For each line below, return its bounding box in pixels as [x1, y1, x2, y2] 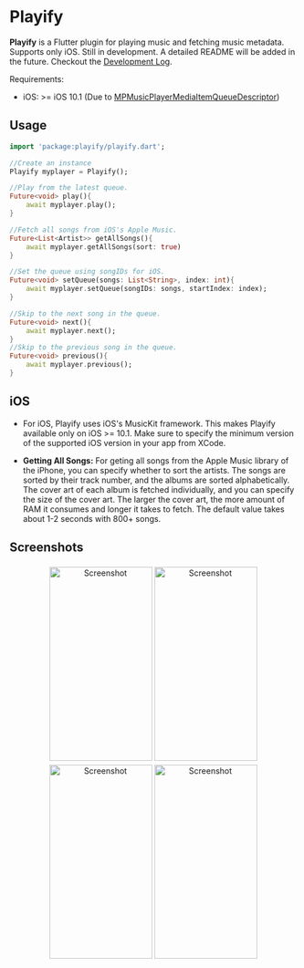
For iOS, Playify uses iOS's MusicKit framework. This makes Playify [22, 418, 276, 429]
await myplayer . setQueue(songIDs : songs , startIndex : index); [26, 285, 267, 294]
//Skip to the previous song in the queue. [9, 343, 178, 352]
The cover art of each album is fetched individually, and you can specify [22, 484, 295, 494]
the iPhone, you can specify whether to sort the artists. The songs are [22, 464, 286, 475]
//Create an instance [9, 158, 92, 168]
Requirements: [9, 73, 64, 84]
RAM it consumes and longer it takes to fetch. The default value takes [22, 504, 285, 515]
